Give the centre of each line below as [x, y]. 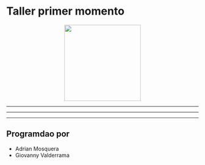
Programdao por [38, 134]
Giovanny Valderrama [42, 155]
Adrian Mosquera [37, 149]
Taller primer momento [66, 11]
